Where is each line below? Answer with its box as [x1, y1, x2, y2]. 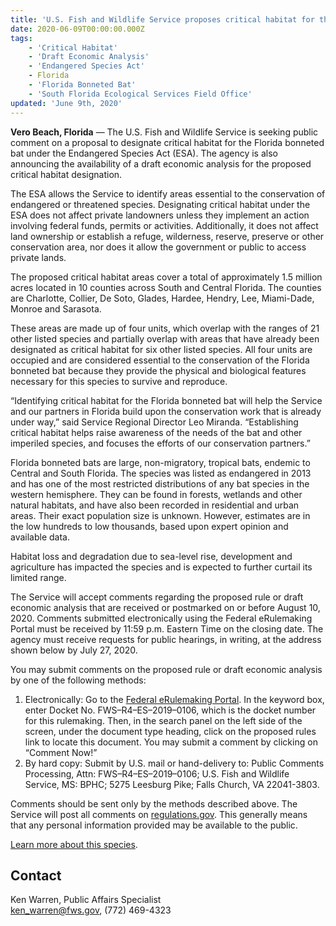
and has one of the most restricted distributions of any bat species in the [10, 477, 310, 490]
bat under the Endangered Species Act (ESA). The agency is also [10, 147, 278, 159]
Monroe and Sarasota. [10, 302, 102, 315]
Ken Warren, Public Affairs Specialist [10, 894, 162, 906]
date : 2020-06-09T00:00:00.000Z [10, 24, 145, 34]
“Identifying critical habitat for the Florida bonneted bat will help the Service [10, 394, 323, 406]
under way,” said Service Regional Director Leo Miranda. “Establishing [10, 416, 299, 428]
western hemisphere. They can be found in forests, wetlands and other [10, 488, 303, 500]
